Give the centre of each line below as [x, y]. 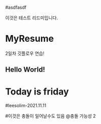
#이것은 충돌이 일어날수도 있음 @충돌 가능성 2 [50, 116]
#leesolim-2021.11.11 [26, 106]
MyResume [30, 39]
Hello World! [25, 70]
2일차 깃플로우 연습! [25, 53]
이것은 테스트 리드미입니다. [32, 18]
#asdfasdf [16, 7]
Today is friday [37, 91]
